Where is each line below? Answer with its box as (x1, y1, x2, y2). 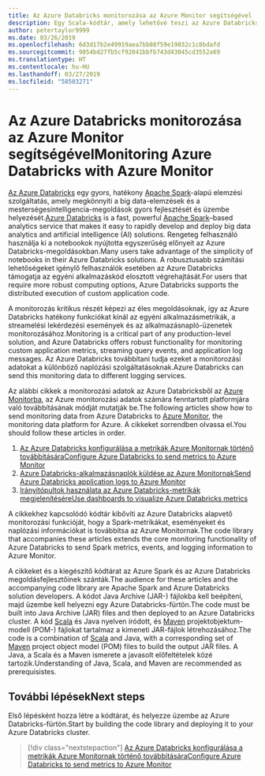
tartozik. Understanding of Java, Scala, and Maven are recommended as (8, 658, 242, 668)
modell (8, 625, 31, 635)
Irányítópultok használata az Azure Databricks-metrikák (19, 485, 201, 495)
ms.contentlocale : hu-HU (8, 63, 90, 71)
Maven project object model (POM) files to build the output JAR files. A (8, 642, 238, 651)
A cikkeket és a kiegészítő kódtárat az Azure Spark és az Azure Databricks (8, 566, 251, 576)
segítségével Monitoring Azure (8, 145, 212, 163)
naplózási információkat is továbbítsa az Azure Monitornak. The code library (8, 526, 254, 535)
